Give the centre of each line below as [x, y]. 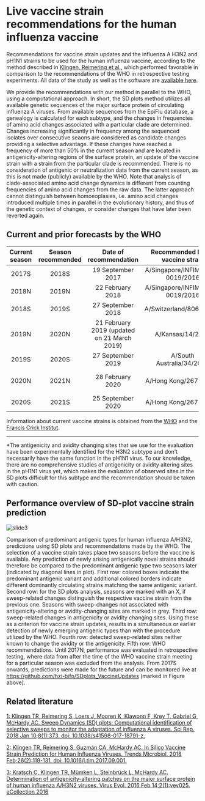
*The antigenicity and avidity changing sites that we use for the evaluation [100, 445]
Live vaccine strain [55, 11]
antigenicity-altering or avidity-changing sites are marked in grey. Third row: [102, 611]
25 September [113, 398]
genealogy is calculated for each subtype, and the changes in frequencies [100, 118]
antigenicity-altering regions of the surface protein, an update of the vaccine [103, 157]
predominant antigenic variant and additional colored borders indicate [94, 578]
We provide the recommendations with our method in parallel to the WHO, [99, 92]
